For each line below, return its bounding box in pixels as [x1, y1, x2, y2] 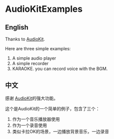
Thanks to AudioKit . [5, 36, 45, 42]
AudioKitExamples [5, 3, 83, 15]
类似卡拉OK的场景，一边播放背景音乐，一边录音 [12, 128, 109, 134]
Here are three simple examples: [5, 46, 71, 51]
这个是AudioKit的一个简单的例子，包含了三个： [5, 105, 100, 111]
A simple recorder [12, 61, 49, 66]
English [5, 23, 28, 32]
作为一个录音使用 [12, 122, 47, 128]
